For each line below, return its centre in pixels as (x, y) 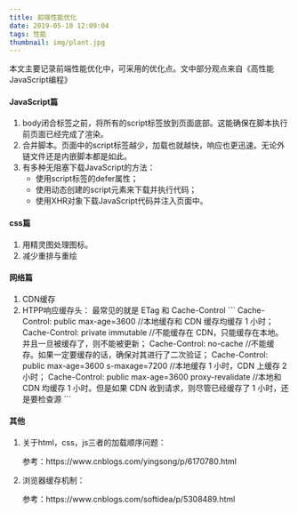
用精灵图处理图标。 (57, 244)
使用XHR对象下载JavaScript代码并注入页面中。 (121, 201)
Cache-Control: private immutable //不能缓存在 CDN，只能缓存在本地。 (153, 332)
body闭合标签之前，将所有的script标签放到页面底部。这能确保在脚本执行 (155, 123)
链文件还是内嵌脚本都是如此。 (77, 156)
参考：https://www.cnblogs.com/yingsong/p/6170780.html (129, 461)
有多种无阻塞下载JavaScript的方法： (89, 168)
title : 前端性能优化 (43, 17)
